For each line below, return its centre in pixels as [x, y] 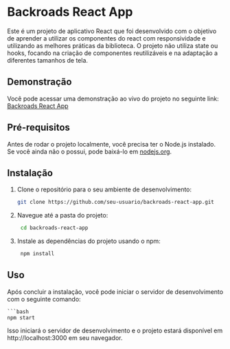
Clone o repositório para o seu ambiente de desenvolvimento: [104, 189]
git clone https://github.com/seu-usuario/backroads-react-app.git [115, 202]
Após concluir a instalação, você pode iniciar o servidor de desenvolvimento [115, 292]
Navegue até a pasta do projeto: [62, 215]
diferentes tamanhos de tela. [47, 60]
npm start [21, 317]
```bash [18, 311]
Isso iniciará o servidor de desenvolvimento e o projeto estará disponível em [115, 330]
